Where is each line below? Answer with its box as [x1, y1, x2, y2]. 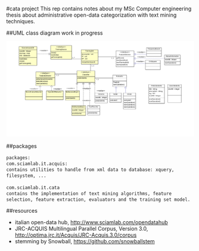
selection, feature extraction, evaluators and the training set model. [6, 197, 191, 203]
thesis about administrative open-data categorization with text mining [6, 11, 177, 19]
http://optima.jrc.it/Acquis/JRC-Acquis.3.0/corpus [14, 231, 137, 238]
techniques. [6, 18, 35, 25]
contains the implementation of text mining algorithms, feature [6, 191, 172, 197]
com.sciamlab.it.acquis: [6, 161, 68, 167]
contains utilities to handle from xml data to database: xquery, [6, 167, 175, 173]
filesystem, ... [6, 173, 46, 179]
